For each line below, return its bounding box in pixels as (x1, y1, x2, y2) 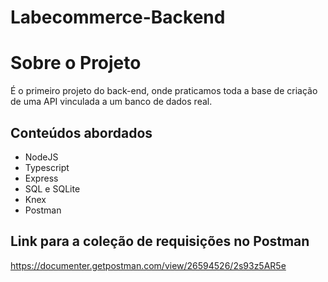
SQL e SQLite (24, 182, 81, 195)
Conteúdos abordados (10, 124, 153, 141)
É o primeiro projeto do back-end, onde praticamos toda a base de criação (10, 85, 318, 97)
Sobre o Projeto (10, 52, 142, 75)
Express (24, 172, 59, 184)
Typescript (24, 161, 70, 173)
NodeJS (24, 151, 59, 163)
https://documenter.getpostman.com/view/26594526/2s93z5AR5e (10, 259, 287, 271)
